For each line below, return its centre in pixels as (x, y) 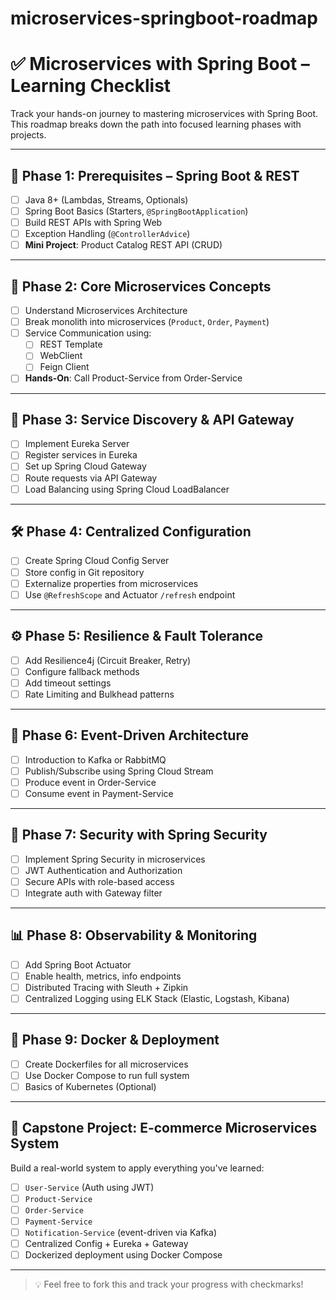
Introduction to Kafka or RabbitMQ (95, 759)
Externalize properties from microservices (111, 583)
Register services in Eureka (81, 455)
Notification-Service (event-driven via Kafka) (121, 1232)
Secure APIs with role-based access (99, 881)
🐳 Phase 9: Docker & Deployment (115, 1040)
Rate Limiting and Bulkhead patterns (99, 694)
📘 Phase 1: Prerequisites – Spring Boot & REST (155, 175)
